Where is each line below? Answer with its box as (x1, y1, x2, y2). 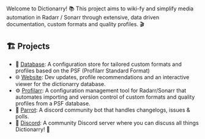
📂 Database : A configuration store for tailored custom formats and (15, 60, 182, 68)
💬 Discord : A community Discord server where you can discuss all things (15, 119, 199, 126)
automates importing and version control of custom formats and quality (15, 93, 195, 101)
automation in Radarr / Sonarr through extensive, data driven (6, 14, 160, 21)
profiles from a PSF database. (15, 99, 91, 107)
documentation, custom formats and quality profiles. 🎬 (6, 21, 145, 27)
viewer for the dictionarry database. (15, 80, 106, 87)
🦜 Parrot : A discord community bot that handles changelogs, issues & (15, 106, 191, 113)
